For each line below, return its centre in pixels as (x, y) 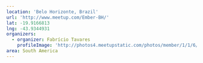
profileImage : (35, 46)
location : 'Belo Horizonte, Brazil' (52, 12)
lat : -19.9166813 (28, 23)
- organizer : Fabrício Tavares (51, 40)
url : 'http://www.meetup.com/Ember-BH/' (58, 17)
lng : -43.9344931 (28, 28)
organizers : (21, 34)
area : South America (32, 51)
